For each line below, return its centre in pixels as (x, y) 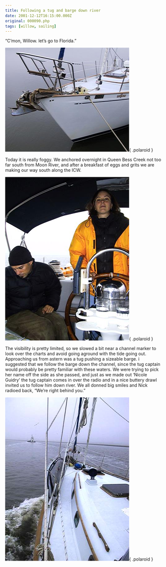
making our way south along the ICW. (43, 170)
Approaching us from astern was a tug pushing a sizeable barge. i (72, 359)
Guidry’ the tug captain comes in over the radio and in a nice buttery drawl (81, 380)
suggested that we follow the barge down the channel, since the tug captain (83, 364)
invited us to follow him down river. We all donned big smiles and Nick (76, 385)
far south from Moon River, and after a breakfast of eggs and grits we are (80, 165)
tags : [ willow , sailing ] (31, 26)
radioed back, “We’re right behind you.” (45, 391)
